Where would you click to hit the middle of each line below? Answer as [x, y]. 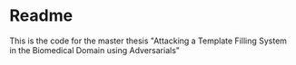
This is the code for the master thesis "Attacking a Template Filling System [148, 41]
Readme [41, 16]
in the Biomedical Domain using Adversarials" [94, 50]
